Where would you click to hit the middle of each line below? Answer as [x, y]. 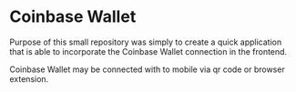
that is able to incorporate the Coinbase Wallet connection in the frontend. [148, 51]
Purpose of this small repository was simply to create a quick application [146, 42]
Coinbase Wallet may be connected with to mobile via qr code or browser [147, 69]
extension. [29, 78]
